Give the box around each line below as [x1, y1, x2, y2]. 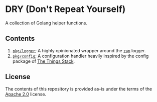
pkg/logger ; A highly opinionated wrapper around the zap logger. [12, 47, 146, 53]
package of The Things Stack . [12, 58, 75, 64]
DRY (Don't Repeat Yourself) [5, 3, 126, 15]
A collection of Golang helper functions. [5, 20, 88, 26]
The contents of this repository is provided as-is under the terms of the [5, 86, 152, 92]
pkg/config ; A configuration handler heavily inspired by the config [12, 53, 149, 59]
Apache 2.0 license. [5, 91, 47, 97]
